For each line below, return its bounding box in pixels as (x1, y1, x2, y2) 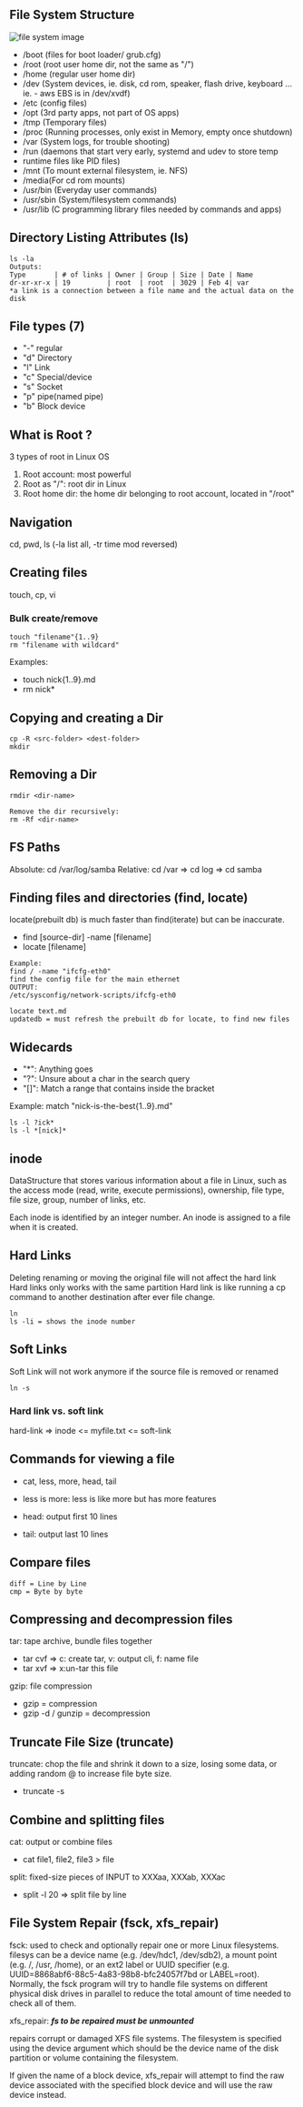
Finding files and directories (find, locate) (9, 891, 249, 905)
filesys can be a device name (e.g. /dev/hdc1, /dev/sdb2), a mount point (9, 1949, 278, 1960)
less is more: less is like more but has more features (22, 1493, 217, 1504)
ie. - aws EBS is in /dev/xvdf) (22, 87, 131, 98)
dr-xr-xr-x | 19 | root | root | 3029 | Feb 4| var (9, 277, 249, 287)
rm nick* (22, 684, 55, 695)
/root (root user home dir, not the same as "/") (22, 58, 195, 69)
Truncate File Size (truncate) (9, 1734, 174, 1749)
